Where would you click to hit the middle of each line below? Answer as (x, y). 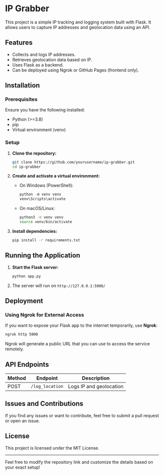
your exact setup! (23, 467)
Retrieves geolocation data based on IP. (52, 60)
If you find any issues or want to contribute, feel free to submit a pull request (82, 415)
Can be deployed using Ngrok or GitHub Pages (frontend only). (75, 70)
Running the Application (43, 256)
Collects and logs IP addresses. (44, 54)
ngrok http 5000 (21, 335)
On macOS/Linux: (37, 208)
